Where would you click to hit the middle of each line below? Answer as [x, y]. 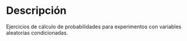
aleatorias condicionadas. [37, 32]
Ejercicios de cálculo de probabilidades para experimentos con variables [94, 27]
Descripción [36, 11]
